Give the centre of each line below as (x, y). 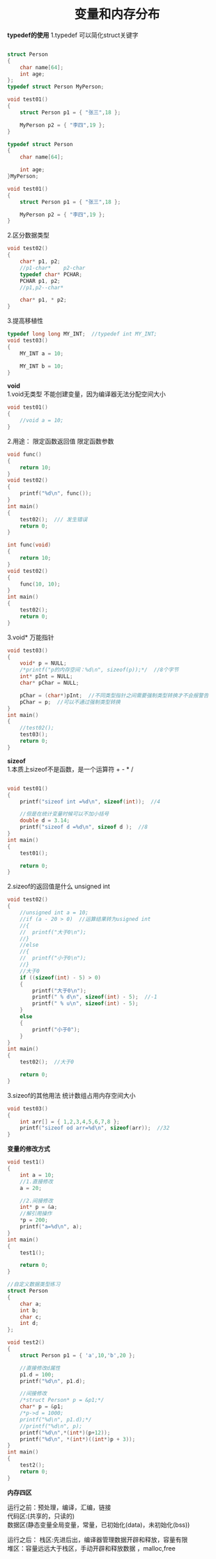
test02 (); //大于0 (47, 1062)
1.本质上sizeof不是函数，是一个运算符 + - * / (70, 769)
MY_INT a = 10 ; (42, 354)
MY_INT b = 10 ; (42, 366)
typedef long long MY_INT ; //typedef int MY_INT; (82, 334)
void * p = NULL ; (44, 664)
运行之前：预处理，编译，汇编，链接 (59, 1507)
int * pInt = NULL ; (46, 676)
